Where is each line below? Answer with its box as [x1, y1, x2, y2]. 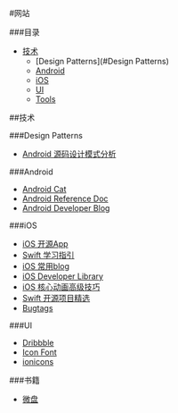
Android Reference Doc [21, 193, 109, 204]
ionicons [21, 357, 54, 367]
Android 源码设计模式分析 [21, 148, 117, 159]
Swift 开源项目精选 [21, 293, 91, 303]
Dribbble [21, 338, 54, 348]
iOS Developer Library [21, 271, 104, 282]
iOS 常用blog [21, 261, 69, 271]
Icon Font [21, 347, 58, 358]
